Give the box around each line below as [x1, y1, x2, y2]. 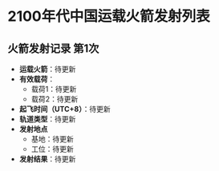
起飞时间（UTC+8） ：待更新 [18, 105, 111, 113]
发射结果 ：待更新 [18, 154, 76, 164]
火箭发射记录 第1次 [7, 42, 99, 55]
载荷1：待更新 [30, 85, 77, 93]
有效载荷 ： [18, 74, 55, 84]
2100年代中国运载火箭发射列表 [7, 7, 210, 26]
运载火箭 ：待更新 [18, 65, 76, 74]
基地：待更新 [30, 134, 74, 144]
